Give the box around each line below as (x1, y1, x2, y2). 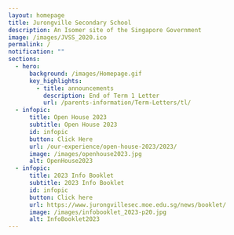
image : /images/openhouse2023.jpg (28, 150, 143, 157)
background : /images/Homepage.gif (28, 70, 143, 78)
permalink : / (8, 41, 51, 49)
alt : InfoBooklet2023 (28, 215, 101, 223)
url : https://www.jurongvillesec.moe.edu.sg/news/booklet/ (28, 201, 226, 208)
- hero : (15, 63, 41, 70)
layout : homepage (8, 11, 65, 20)
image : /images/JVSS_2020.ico (8, 33, 108, 42)
